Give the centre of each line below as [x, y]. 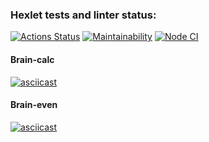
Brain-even [34, 105]
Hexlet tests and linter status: [83, 15]
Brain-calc [32, 59]
